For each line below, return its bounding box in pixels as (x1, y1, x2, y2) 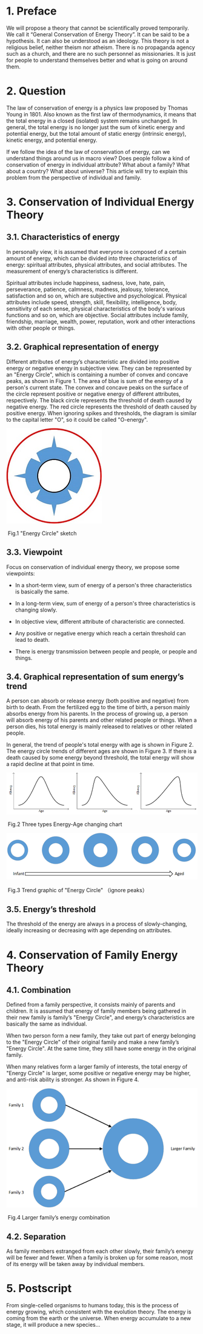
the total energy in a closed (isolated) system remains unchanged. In (6, 117, 178, 124)
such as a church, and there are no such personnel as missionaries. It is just (6, 50, 196, 57)
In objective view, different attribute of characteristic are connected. (15, 618, 185, 625)
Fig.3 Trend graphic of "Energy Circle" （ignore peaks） (7, 886, 148, 893)
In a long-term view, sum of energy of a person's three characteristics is (15, 599, 196, 607)
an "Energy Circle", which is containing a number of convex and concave (6, 371, 188, 378)
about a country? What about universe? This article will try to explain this (6, 167, 188, 175)
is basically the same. (15, 588, 70, 595)
